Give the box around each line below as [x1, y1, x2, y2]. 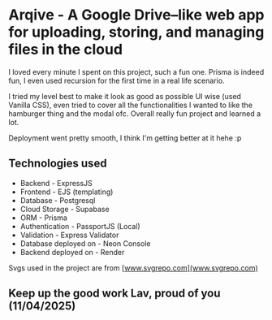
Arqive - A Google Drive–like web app [8, 6, 265, 24]
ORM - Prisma [19, 213, 67, 223]
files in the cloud [8, 41, 123, 58]
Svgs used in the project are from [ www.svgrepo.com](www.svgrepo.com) [8, 262, 258, 273]
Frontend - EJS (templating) [19, 187, 114, 197]
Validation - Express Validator [19, 230, 119, 240]
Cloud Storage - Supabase [19, 204, 110, 214]
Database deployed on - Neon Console [19, 238, 151, 249]
